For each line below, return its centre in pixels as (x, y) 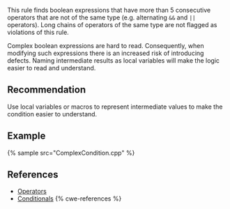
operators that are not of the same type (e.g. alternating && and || (101, 17)
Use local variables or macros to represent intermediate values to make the (115, 107)
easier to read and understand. (52, 68)
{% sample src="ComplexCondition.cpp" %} (71, 153)
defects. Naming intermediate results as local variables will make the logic (114, 61)
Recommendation (46, 90)
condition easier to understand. (52, 114)
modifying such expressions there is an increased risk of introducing (106, 53)
